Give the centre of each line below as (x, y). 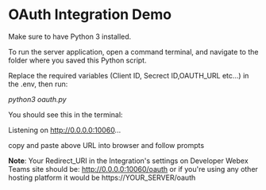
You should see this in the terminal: (66, 114)
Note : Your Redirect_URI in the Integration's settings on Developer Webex (128, 161)
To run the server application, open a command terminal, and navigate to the (133, 51)
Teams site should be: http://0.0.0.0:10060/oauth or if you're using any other (133, 169)
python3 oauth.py (37, 99)
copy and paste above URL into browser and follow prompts (106, 145)
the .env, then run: (38, 84)
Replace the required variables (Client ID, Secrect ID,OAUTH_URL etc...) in (129, 75)
